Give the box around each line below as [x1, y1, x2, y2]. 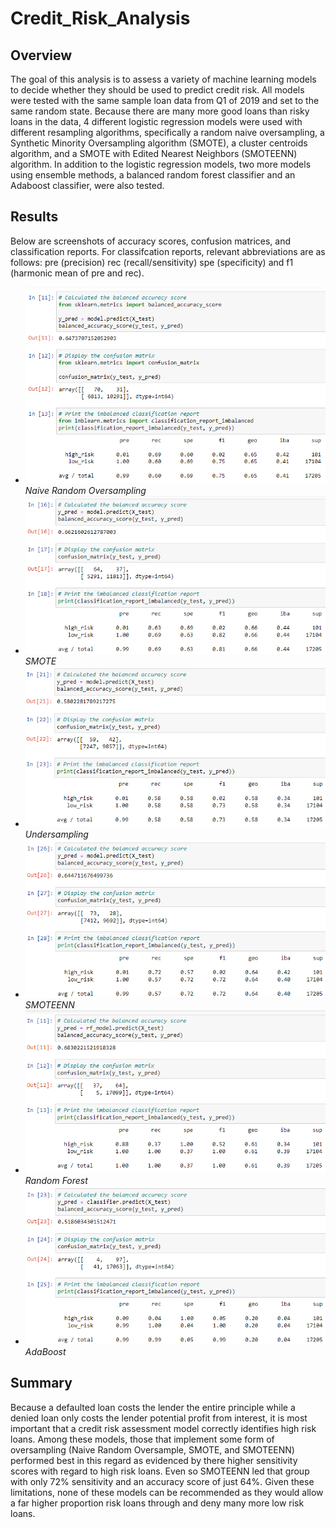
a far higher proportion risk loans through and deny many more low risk [10, 1497, 305, 1509]
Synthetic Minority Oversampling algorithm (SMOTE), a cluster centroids [10, 137, 308, 149]
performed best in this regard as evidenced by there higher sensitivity [10, 1454, 298, 1466]
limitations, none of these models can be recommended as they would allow [10, 1486, 324, 1498]
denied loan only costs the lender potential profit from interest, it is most [10, 1412, 308, 1424]
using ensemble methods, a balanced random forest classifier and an [10, 169, 296, 181]
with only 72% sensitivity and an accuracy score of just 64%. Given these [10, 1475, 315, 1487]
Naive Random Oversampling [24, 485, 147, 497]
